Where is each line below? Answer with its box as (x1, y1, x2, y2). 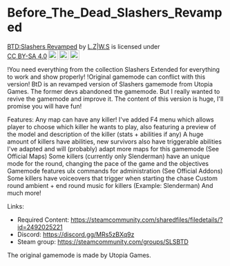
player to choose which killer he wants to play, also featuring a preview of (7, 122, 216, 131)
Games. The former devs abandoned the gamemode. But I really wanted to (7, 87, 220, 95)
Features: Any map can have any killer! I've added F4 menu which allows (7, 115, 214, 124)
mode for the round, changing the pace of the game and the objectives (7, 159, 209, 167)
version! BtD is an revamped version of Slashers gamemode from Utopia (7, 79, 213, 88)
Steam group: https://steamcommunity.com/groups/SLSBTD (17, 237, 189, 246)
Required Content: (17, 216, 70, 224)
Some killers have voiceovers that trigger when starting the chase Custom (7, 174, 218, 182)
